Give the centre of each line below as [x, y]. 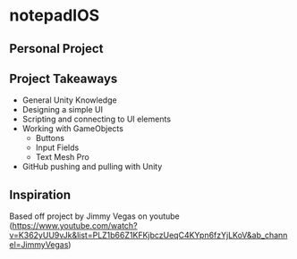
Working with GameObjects [72, 129]
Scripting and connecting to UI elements [97, 119]
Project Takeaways [64, 78]
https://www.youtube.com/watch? [75, 226]
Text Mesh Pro [62, 157]
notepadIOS [55, 16]
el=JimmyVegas [39, 245]
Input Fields [57, 147]
